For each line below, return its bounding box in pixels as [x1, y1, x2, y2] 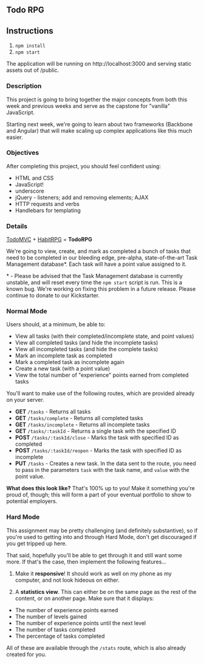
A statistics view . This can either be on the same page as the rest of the [15, 588, 197, 595]
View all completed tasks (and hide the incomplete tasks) [15, 339, 158, 346]
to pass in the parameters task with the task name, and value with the [15, 466, 190, 474]
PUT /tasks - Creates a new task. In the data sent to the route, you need [15, 460, 196, 467]
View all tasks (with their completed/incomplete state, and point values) [15, 332, 194, 340]
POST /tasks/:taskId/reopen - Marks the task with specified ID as [15, 447, 182, 454]
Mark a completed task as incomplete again [15, 359, 124, 366]
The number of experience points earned [15, 606, 118, 613]
